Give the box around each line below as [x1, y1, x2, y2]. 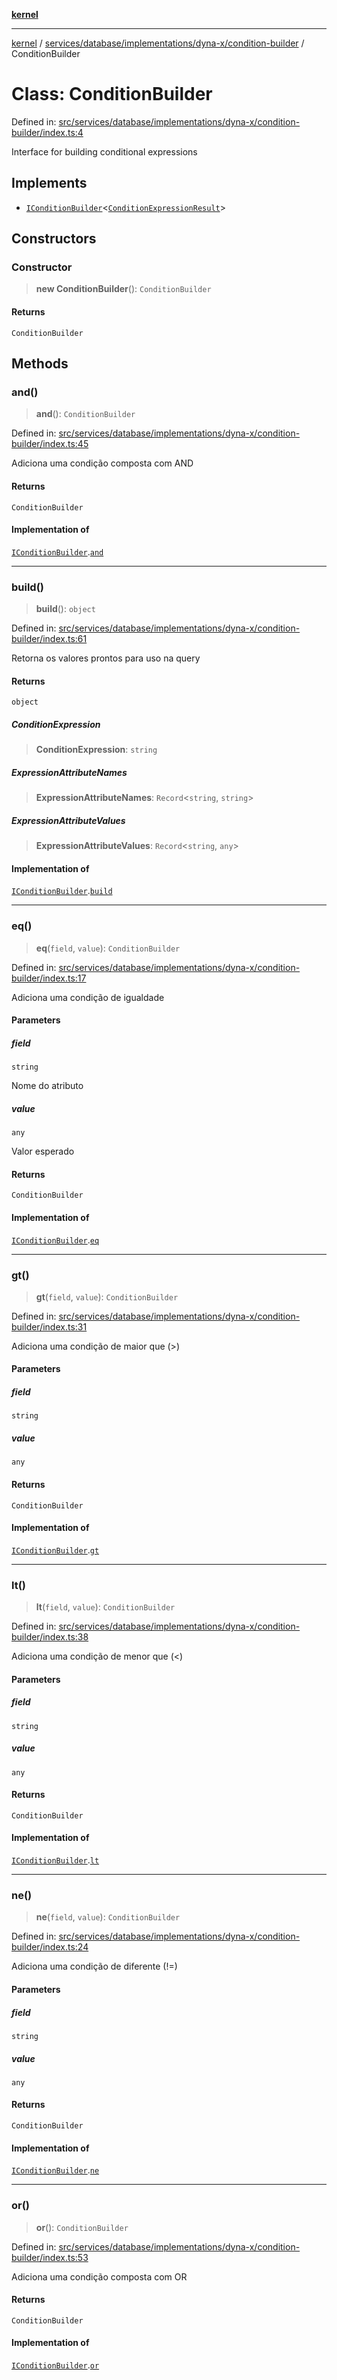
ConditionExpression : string [35, 744, 158, 756]
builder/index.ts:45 [11, 438, 89, 450]
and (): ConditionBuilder [35, 408, 136, 420]
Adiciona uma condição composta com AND [11, 457, 194, 469]
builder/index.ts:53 [11, 2251, 89, 2263]
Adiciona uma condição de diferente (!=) [11, 1960, 178, 1973]
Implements [11, 175, 88, 192]
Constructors [11, 230, 97, 248]
